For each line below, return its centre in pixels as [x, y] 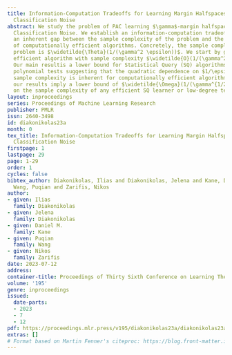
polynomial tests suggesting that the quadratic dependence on [106, 71]
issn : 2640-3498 [30, 116]
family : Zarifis [37, 258]
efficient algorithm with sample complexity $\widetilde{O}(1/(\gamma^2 [120, 59]
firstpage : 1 [26, 148]
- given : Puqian [30, 238]
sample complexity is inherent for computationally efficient [105, 78]
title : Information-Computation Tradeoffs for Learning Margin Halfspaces [117, 13]
